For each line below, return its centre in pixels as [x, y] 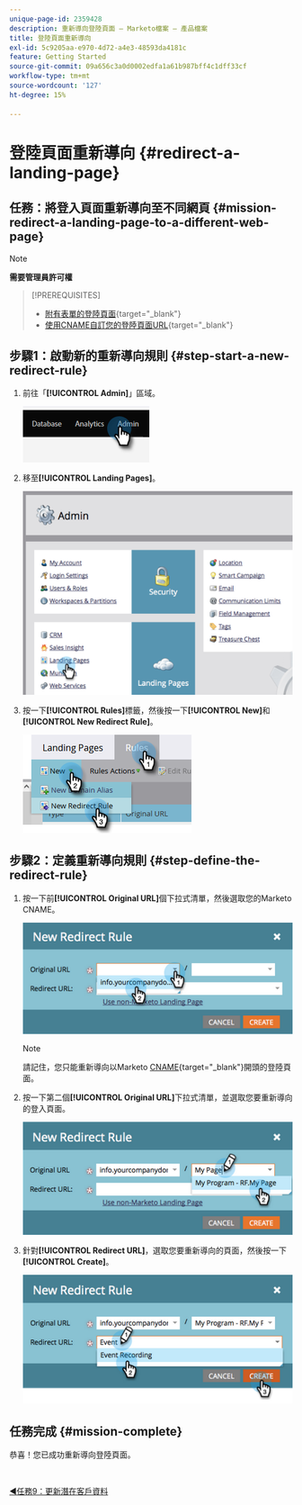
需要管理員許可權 [41, 277]
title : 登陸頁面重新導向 [50, 38]
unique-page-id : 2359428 [56, 19]
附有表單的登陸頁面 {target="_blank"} [113, 313]
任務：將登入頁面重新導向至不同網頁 [110, 208]
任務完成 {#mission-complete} [96, 1431]
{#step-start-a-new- [230, 356]
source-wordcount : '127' [56, 86]
